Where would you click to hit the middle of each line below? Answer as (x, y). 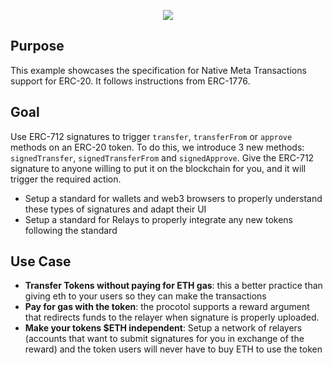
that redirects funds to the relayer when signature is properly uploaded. (172, 317)
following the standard (71, 230)
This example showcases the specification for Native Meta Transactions (158, 70)
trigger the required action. (66, 179)
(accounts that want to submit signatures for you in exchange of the (164, 339)
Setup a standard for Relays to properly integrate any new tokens (158, 219)
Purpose (37, 46)
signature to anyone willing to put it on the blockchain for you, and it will (158, 168)
